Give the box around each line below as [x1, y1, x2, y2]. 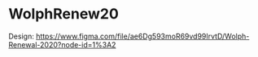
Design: [8, 31, 34, 41]
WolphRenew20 [8, 5, 120, 23]
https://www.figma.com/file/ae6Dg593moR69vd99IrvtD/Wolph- [35, 31, 250, 41]
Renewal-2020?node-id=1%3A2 [8, 39, 116, 49]
